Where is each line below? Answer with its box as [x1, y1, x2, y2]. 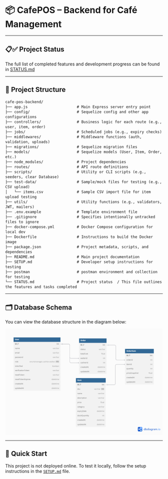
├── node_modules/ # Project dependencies [5, 159, 126, 164]
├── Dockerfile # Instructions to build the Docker [5, 234, 153, 239]
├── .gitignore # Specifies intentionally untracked [5, 214, 155, 219]
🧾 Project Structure [5, 85, 66, 94]
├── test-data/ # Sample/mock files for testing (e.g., [5, 179, 162, 184]
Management [5, 18, 62, 30]
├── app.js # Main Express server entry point [5, 104, 151, 109]
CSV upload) [5, 184, 30, 189]
